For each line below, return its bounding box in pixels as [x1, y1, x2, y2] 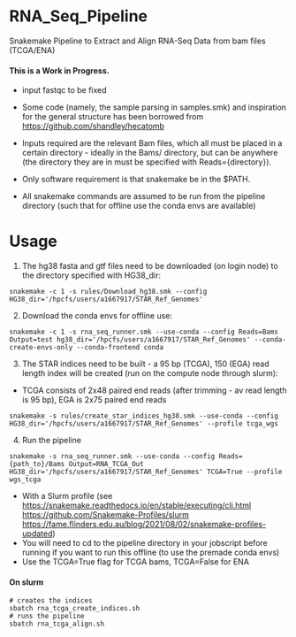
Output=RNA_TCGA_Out [68, 460, 144, 469]
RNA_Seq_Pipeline [9, 6, 148, 27]
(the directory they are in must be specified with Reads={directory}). [21, 157, 272, 167]
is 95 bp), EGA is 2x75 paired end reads [21, 395, 167, 405]
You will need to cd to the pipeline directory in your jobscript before [21, 538, 268, 549]
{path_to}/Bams [9, 460, 65, 469]
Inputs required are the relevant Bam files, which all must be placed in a [21, 138, 283, 149]
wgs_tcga [9, 475, 42, 484]
